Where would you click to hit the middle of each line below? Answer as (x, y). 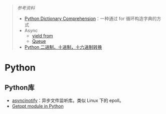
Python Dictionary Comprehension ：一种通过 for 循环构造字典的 (91, 19)
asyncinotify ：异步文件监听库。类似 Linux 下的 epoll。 (68, 100)
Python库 (20, 87)
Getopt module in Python (38, 106)
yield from (42, 36)
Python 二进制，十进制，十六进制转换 (63, 47)
